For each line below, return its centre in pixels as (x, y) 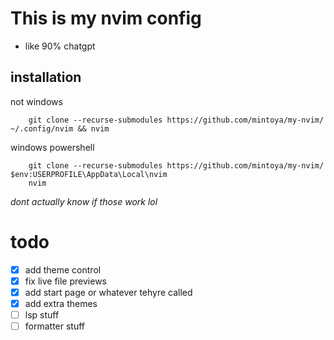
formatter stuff (55, 326)
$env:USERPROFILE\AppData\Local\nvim (89, 174)
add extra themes (61, 303)
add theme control (63, 269)
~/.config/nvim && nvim (60, 128)
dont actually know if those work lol (84, 201)
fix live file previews (65, 281)
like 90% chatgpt (60, 46)
